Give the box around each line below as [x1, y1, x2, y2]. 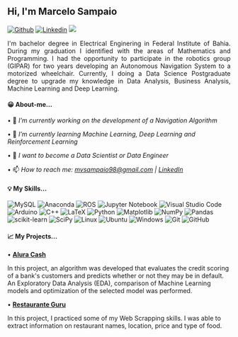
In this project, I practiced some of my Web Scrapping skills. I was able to [7, 314, 222, 323]
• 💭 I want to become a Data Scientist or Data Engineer [7, 152, 169, 160]
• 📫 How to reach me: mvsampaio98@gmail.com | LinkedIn [7, 166, 183, 174]
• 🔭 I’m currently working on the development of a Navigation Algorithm [7, 116, 217, 125]
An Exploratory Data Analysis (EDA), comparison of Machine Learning [7, 279, 211, 287]
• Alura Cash [7, 251, 46, 259]
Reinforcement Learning [7, 137, 78, 146]
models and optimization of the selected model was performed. [7, 287, 193, 295]
